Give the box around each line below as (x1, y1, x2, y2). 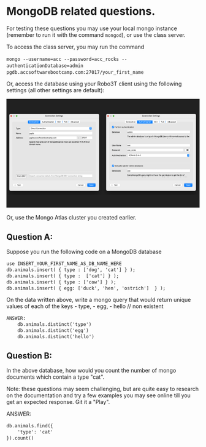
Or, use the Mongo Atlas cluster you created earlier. (6, 214, 137, 221)
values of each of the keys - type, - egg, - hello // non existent (6, 303, 164, 310)
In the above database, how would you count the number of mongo (6, 367, 177, 374)
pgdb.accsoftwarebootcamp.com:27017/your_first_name (6, 69, 144, 75)
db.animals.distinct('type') (17, 322, 92, 328)
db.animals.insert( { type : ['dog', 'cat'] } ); (6, 267, 136, 273)
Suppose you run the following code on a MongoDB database (6, 248, 162, 256)
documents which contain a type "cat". (6, 373, 105, 381)
